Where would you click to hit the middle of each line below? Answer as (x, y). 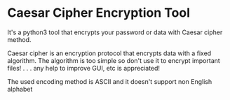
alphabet (20, 89)
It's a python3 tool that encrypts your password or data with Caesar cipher (115, 32)
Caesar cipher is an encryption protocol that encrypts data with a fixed (109, 53)
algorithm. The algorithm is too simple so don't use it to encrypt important (114, 60)
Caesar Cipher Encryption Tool (99, 13)
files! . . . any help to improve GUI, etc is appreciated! (83, 68)
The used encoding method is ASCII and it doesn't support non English (110, 81)
